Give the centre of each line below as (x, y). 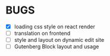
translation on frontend (42, 33)
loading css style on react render (55, 27)
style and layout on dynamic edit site (59, 40)
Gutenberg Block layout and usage (56, 47)
